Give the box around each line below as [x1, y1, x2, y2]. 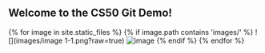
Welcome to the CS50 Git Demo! [8, 6, 172, 20]
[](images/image [8, 36, 63, 45]
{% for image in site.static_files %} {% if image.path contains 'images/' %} [8, 27, 254, 36]
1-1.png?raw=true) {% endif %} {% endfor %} [64, 36, 245, 45]
